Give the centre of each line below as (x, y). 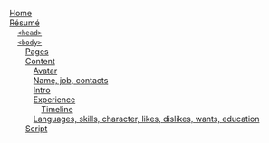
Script (37, 129)
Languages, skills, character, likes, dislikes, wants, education (146, 119)
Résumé (25, 23)
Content (41, 61)
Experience (54, 100)
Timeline (58, 109)
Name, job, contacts (71, 80)
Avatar (45, 71)
